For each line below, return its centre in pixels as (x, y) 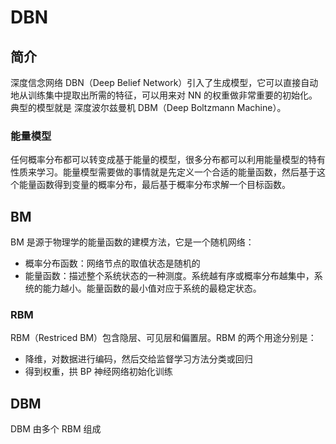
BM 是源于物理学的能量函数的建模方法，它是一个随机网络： (132, 242)
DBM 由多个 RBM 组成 (56, 429)
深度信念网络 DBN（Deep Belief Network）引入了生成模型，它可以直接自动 (164, 82)
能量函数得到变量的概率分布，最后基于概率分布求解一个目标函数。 (154, 185)
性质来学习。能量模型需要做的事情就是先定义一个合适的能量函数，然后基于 (163, 172)
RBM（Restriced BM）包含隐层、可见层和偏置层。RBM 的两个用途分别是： (163, 338)
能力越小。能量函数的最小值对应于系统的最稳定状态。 (152, 288)
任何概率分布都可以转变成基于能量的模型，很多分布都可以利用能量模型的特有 (168, 160)
